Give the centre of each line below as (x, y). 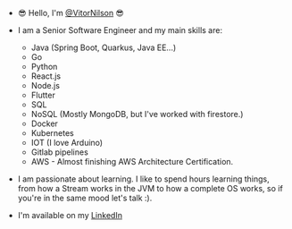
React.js (46, 76)
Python (44, 67)
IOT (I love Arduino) (67, 143)
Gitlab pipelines (60, 152)
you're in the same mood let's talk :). (85, 198)
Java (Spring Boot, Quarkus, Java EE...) (104, 47)
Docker (44, 123)
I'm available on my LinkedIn (70, 215)
